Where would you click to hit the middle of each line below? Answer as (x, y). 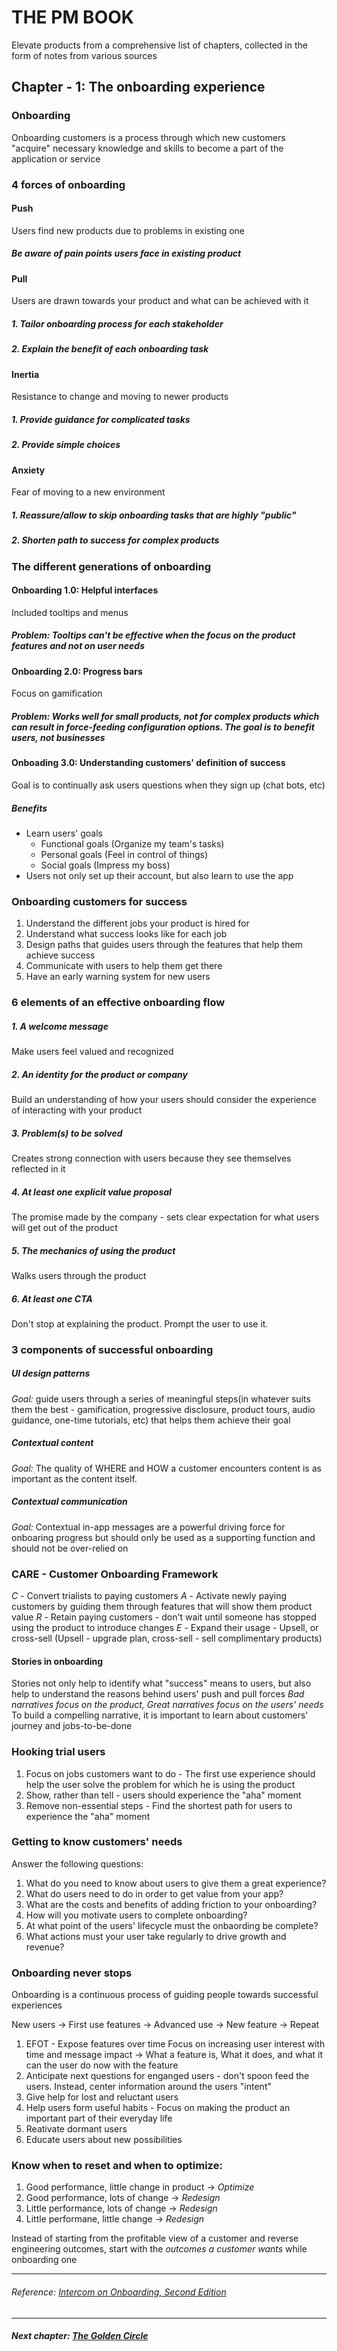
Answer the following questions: (77, 1863)
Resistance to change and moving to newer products (120, 397)
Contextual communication (69, 1502)
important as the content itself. (74, 1478)
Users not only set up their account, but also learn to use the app (159, 875)
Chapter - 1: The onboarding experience (138, 87)
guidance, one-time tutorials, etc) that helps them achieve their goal (151, 1420)
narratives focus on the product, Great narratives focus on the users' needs (167, 1705)
